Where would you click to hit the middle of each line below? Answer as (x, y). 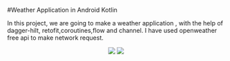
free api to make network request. (55, 38)
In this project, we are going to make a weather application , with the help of (115, 23)
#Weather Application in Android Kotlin (62, 10)
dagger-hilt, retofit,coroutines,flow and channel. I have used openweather (112, 30)
